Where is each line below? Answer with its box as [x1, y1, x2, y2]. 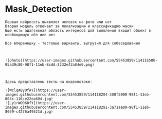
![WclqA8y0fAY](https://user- [5, 88, 67, 93]
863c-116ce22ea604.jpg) [5, 96, 54, 101]
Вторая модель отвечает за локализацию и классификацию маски [5, 23, 134, 29]
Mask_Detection [5, 3, 73, 15]
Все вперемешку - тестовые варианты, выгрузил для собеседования [5, 40, 140, 46]
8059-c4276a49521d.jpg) [5, 109, 54, 114]
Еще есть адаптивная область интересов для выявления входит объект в [5, 28, 151, 33]
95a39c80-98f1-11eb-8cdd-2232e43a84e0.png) [5, 62, 95, 67]
